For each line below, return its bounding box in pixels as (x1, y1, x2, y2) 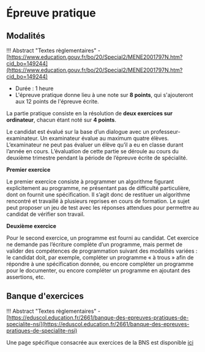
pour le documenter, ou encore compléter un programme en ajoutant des (6, 267, 191, 274)
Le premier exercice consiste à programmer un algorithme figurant (6, 178, 174, 185)
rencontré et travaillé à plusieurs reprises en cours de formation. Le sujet (6, 197, 190, 205)
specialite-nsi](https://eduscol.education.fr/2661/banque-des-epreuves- (6, 320, 190, 327)
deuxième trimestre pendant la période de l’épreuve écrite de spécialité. (6, 154, 188, 161)
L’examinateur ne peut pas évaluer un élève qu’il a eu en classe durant (6, 141, 184, 148)
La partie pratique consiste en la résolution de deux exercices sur (6, 110, 173, 117)
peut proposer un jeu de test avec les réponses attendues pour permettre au (6, 204, 199, 211)
